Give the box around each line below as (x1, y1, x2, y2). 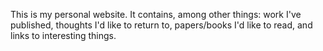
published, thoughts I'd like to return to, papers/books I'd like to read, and (10, 19, 313, 31)
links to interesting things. (10, 30, 117, 41)
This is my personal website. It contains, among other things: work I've (10, 9, 302, 20)
